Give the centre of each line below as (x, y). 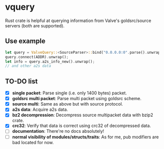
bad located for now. (33, 142)
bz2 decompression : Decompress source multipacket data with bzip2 (82, 115)
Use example (25, 41)
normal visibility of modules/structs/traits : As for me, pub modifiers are (85, 137)
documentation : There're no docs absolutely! (58, 131)
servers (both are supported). (35, 25)
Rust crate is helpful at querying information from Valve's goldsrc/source (78, 21)
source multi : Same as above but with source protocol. (68, 104)
